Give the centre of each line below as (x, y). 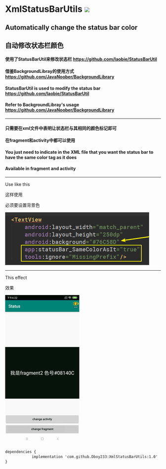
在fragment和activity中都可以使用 (40, 140)
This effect (16, 277)
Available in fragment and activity (41, 169)
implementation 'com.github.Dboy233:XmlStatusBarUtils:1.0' (95, 457)
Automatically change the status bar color (71, 28)
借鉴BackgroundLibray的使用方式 (40, 71)
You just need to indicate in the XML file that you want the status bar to (79, 152)
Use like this (18, 184)
